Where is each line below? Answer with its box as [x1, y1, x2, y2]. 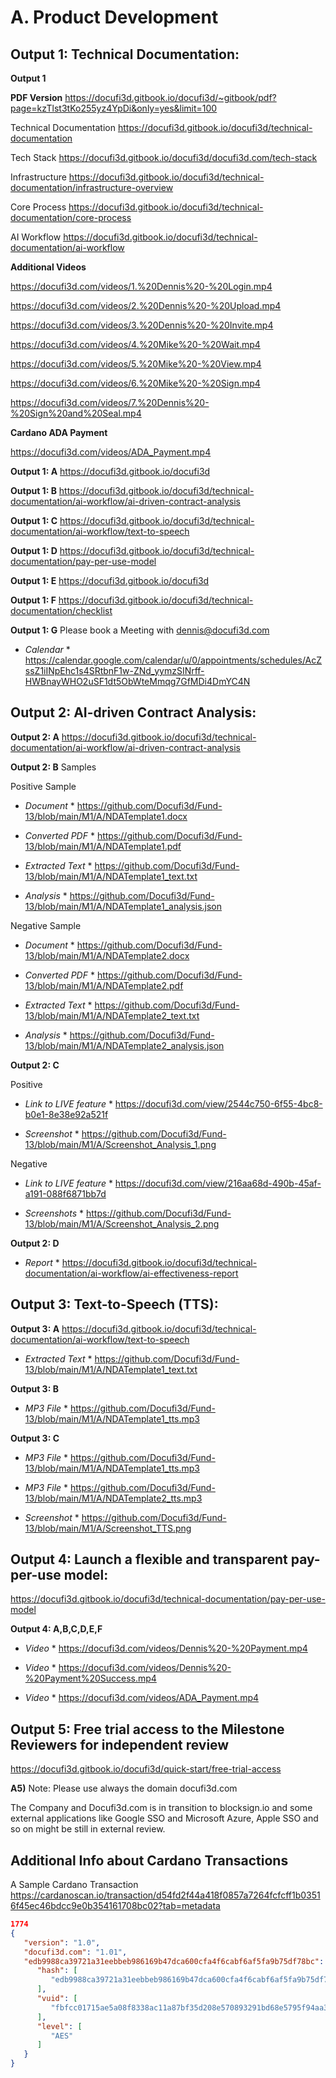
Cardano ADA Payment [10, 427, 108, 438]
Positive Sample [10, 780, 77, 792]
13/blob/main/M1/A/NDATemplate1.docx [24, 810, 188, 822]
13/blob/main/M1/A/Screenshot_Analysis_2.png [24, 1217, 220, 1230]
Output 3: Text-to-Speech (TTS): [10, 1296, 219, 1313]
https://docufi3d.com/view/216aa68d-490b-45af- [114, 1177, 322, 1189]
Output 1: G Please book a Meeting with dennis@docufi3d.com [10, 624, 270, 636]
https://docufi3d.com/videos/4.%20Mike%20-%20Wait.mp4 [10, 339, 261, 350]
